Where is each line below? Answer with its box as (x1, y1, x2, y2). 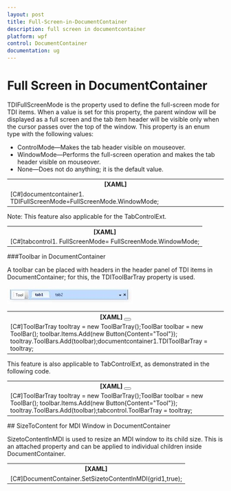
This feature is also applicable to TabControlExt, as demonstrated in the (7, 360, 210, 368)
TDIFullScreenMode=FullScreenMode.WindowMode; (10, 197, 159, 206)
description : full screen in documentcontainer (7, 25, 146, 32)
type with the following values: (7, 129, 94, 138)
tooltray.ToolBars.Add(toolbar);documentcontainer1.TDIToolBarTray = (10, 337, 208, 345)
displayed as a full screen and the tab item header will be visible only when (7, 115, 220, 123)
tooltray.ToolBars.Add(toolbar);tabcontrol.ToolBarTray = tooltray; (10, 406, 192, 415)
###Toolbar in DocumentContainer (7, 252, 106, 261)
